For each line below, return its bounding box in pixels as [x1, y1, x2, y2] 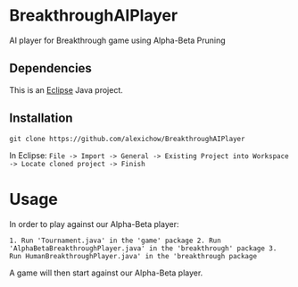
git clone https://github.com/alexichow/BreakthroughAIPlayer [9, 134, 245, 143]
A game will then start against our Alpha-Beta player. [9, 267, 203, 278]
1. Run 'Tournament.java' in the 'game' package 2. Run [9, 236, 221, 245]
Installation [9, 111, 73, 126]
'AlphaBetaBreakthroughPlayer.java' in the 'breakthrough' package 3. [9, 243, 277, 253]
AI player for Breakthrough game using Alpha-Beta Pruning [9, 35, 226, 46]
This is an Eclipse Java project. [9, 84, 123, 95]
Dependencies [9, 61, 92, 76]
